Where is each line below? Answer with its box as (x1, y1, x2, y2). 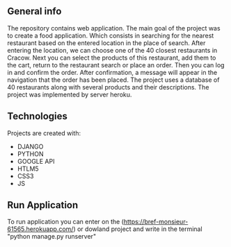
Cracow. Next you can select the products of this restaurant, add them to (7, 53, 216, 62)
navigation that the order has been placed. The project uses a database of (7, 76, 220, 84)
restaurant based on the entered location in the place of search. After (7, 38, 206, 47)
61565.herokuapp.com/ (7, 225, 74, 233)
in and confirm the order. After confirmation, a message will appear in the (7, 68, 218, 76)
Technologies (7, 110, 68, 122)
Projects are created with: (7, 128, 81, 137)
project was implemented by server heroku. (7, 90, 132, 99)
